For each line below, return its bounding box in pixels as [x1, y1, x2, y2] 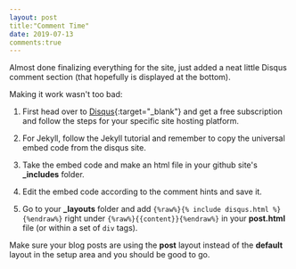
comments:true [9, 37, 62, 47]
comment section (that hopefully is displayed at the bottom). [9, 72, 231, 83]
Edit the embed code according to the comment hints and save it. [21, 186, 263, 197]
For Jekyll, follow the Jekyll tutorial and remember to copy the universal [21, 133, 285, 143]
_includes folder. [21, 169, 85, 180]
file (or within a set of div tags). [21, 223, 138, 233]
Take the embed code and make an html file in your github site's [21, 159, 259, 170]
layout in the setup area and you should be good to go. [9, 249, 210, 260]
